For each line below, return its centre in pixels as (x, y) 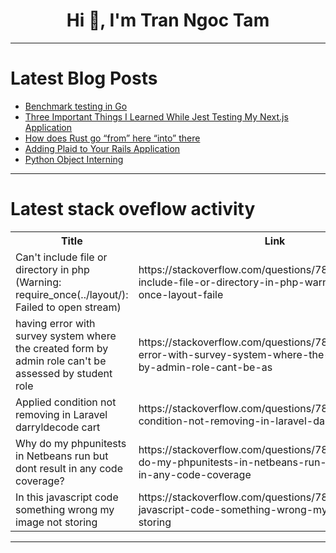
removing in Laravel (61, 414)
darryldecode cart (58, 427)
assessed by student (64, 373)
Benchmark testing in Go (76, 106)
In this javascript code (67, 497)
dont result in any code (69, 468)
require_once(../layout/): (72, 294)
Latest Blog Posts (84, 78)
